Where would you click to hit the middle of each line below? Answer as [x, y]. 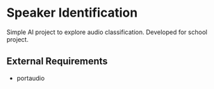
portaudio [31, 78]
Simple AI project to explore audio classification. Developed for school [107, 32]
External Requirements [57, 62]
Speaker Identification [72, 13]
